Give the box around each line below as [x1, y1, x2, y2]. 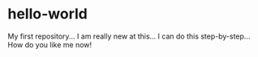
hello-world [7, 5, 88, 23]
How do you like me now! [7, 39, 92, 49]
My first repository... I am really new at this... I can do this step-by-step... [7, 31, 251, 41]
